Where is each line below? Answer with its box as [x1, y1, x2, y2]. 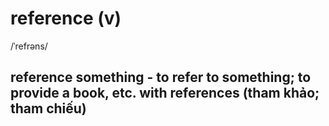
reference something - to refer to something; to [10, 69, 312, 86]
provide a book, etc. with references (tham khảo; [10, 85, 320, 102]
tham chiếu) [10, 100, 87, 117]
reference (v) [10, 7, 122, 30]
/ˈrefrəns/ [10, 40, 48, 52]
